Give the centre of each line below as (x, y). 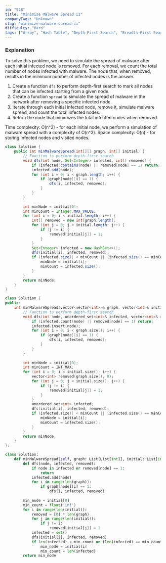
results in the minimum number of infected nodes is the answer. (70, 77)
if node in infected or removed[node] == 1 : (78, 468)
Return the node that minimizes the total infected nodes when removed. (85, 118)
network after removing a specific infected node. (62, 102)
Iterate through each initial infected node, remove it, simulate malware (83, 107)
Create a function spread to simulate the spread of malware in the (79, 96)
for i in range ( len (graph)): (62, 482)
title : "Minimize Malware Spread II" (44, 14)
